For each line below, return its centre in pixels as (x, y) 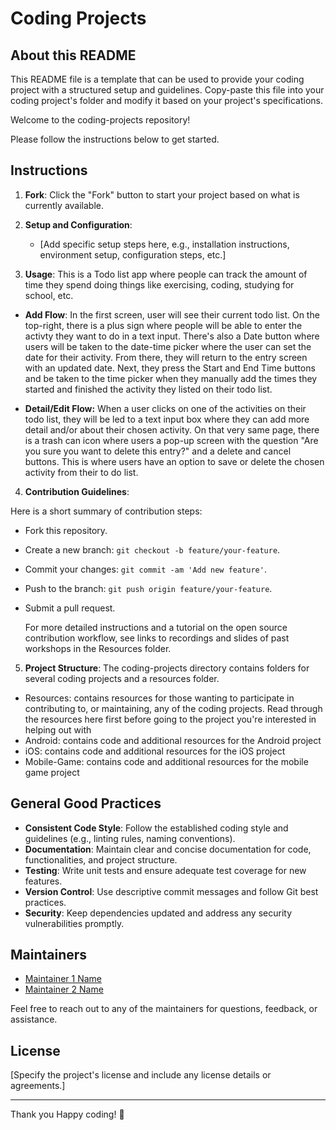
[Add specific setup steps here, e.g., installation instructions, (164, 244)
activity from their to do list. (81, 472)
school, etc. (49, 295)
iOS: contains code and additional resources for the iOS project (155, 751)
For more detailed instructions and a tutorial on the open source (156, 627)
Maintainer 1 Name (63, 979)
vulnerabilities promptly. (74, 923)
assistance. (34, 1019)
